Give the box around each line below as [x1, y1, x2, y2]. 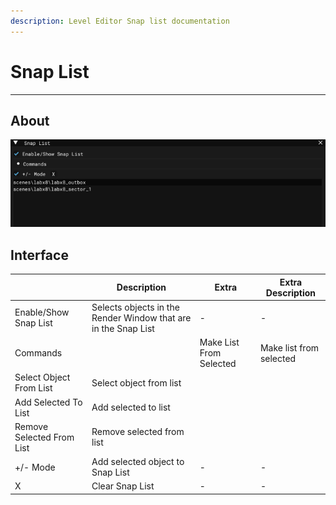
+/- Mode [14, 461, 56, 473]
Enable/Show [14, 306, 70, 319]
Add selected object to [91, 456, 185, 468]
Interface [10, 246, 69, 264]
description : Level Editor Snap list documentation [10, 16, 230, 26]
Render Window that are [91, 311, 192, 324]
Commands [14, 347, 63, 359]
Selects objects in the [91, 301, 180, 313]
